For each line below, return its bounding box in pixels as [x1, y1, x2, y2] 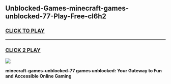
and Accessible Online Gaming [5, 73, 72, 79]
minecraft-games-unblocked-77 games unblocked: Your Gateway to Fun [5, 67, 162, 73]
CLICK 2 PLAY [5, 46, 41, 53]
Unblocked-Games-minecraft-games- [5, 4, 129, 13]
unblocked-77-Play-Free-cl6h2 [5, 12, 107, 21]
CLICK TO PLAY [5, 27, 45, 35]
